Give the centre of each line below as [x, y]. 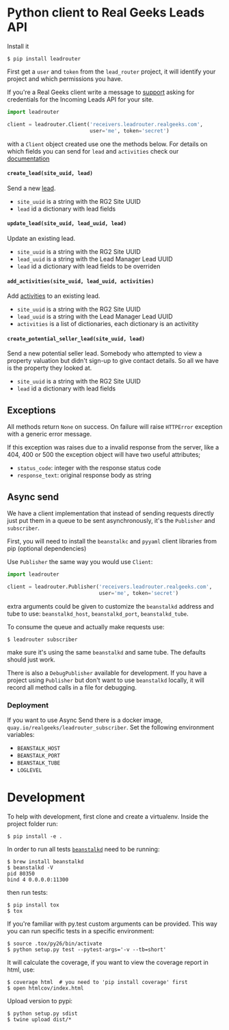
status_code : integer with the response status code [89, 468]
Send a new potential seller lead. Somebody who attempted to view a [105, 353]
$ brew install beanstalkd [45, 862]
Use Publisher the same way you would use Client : [80, 562]
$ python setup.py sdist [42, 1014]
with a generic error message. [50, 434]
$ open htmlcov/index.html [45, 988]
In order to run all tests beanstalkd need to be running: [83, 849]
